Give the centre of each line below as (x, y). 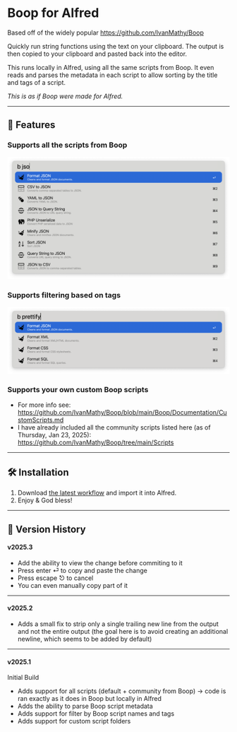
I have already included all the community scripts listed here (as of (114, 427)
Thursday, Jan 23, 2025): (54, 435)
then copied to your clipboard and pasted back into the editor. (97, 54)
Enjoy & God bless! (45, 500)
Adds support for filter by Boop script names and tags (96, 714)
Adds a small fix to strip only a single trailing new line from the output (118, 624)
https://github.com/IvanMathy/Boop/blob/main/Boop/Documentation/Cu (122, 413)
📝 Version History (47, 529)
